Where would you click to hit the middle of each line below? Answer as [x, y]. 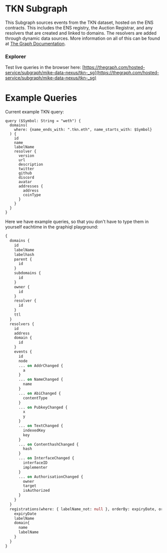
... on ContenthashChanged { [48, 444]
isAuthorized [37, 491]
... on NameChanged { [41, 380]
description [31, 165]
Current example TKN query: [35, 112]
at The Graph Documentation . [36, 43]
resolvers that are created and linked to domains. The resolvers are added [81, 33]
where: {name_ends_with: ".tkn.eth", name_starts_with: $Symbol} [83, 130]
